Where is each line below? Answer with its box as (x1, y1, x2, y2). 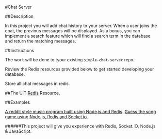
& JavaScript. (5, 128, 32, 134)
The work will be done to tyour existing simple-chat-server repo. (5, 57, 135, 62)
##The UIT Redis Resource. (5, 90, 60, 96)
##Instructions (5, 48, 34, 53)
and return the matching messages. (5, 38, 76, 44)
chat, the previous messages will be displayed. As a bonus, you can (5, 28, 141, 33)
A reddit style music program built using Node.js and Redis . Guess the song (5, 109, 156, 114)
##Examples (5, 99, 30, 105)
